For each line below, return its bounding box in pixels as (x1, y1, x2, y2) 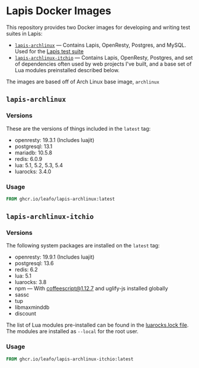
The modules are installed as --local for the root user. (6, 328, 139, 335)
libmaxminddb (14, 304, 50, 311)
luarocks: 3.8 (14, 279, 47, 286)
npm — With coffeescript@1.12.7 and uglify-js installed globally (14, 285, 168, 292)
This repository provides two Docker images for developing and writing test (6, 24, 191, 31)
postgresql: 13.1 (14, 143, 53, 150)
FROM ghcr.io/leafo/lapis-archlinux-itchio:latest (6, 356, 134, 362)
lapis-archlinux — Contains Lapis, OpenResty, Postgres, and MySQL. (14, 41, 187, 49)
